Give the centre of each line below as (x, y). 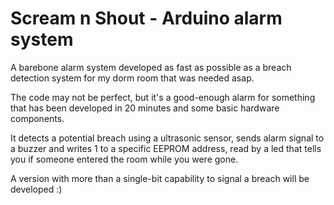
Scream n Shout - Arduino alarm (146, 18)
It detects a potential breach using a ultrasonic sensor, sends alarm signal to (167, 138)
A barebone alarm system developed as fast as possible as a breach (151, 67)
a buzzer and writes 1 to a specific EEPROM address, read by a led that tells (166, 148)
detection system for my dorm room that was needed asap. (132, 78)
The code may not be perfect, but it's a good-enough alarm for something (163, 97)
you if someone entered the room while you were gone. (124, 159)
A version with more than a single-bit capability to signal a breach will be (160, 178)
